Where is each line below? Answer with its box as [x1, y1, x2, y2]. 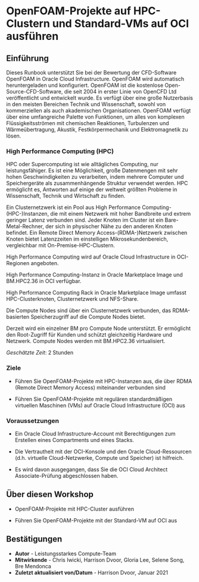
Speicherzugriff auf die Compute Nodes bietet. [30, 313, 146, 320]
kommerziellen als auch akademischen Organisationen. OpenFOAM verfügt [6, 107, 191, 114]
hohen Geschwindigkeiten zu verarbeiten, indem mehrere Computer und [6, 173, 184, 180]
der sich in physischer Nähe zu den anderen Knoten [45, 223, 173, 230]
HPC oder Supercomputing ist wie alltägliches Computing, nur [6, 161, 159, 168]
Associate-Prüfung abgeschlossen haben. [14, 472, 119, 479]
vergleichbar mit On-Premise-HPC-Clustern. [6, 242, 115, 249]
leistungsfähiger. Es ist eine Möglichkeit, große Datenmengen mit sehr [6, 167, 178, 174]
